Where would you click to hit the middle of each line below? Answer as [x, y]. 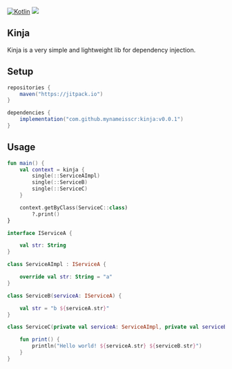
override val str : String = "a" [66, 277]
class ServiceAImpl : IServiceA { [57, 265]
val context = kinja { [52, 169]
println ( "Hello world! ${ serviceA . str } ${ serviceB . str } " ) [117, 346]
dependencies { [29, 113]
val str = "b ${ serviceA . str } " [65, 308]
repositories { [29, 87]
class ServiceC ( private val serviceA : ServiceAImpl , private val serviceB [117, 327]
